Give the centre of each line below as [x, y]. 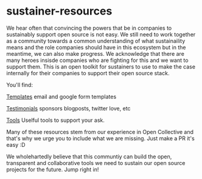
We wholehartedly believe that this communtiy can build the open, [89, 157]
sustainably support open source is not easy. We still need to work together [101, 34]
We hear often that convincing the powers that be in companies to [89, 28]
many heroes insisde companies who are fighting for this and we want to [97, 60]
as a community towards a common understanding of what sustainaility [96, 41]
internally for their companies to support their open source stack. [88, 73]
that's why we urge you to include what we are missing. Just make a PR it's [100, 138]
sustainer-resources [59, 11]
